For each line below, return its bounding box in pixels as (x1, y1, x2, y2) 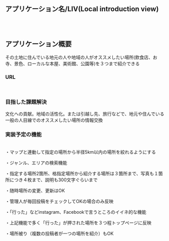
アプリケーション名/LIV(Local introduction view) (5, 5, 159, 14)
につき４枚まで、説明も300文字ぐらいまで (9, 176, 98, 183)
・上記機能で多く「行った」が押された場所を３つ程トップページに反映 (5, 219, 152, 226)
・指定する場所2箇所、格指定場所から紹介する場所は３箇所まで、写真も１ (5, 170, 158, 176)
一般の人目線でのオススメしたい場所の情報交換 (5, 117, 103, 123)
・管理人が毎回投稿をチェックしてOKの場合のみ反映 (5, 198, 114, 204)
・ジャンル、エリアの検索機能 (5, 160, 67, 166)
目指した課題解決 (5, 98, 47, 105)
